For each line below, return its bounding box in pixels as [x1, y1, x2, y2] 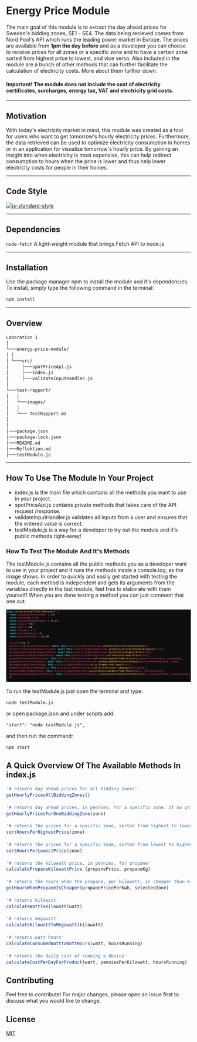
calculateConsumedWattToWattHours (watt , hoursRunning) [6, 940, 143, 946]
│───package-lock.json [6, 434, 62, 441]
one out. [6, 598, 26, 605]
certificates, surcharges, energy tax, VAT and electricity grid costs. [6, 87, 174, 94]
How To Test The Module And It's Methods [6, 547, 130, 555]
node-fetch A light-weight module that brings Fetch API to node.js [6, 240, 165, 247]
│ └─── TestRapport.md [6, 411, 67, 417]
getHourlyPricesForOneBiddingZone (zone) [6, 811, 107, 817]
